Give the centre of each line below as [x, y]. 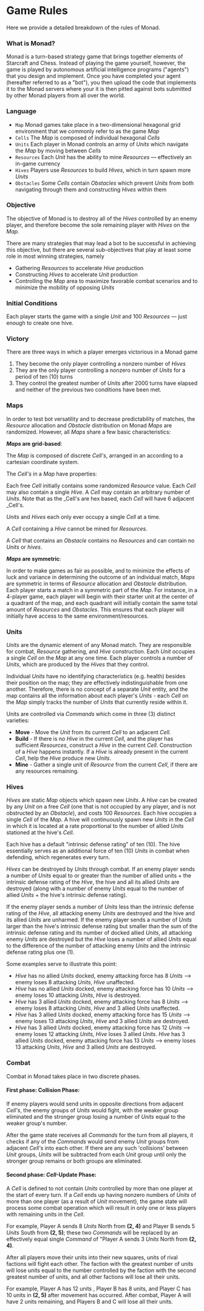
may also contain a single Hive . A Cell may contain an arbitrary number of [98, 492]
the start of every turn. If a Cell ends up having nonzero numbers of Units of [101, 1195]
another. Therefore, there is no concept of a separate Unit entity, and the [97, 689]
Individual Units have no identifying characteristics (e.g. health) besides [96, 676]
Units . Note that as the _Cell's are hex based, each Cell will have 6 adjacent [100, 498]
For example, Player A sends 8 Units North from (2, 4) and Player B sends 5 [101, 1226]
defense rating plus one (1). [40, 952]
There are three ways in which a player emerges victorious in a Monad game [102, 352]
